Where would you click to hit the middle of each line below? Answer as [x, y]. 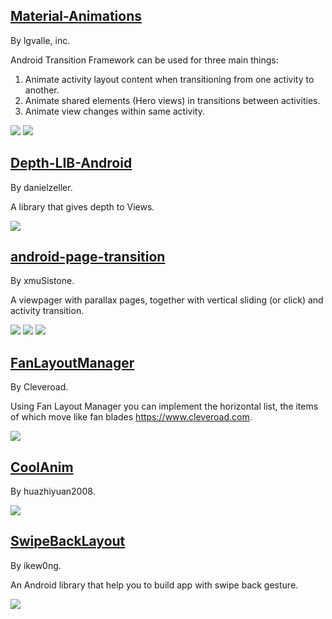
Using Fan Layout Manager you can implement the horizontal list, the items [164, 406]
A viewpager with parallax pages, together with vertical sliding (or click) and [167, 300]
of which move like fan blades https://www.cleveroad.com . [131, 417]
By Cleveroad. [39, 387]
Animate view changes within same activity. [114, 111]
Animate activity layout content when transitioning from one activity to [169, 79]
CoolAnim [42, 467]
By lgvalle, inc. [40, 40]
